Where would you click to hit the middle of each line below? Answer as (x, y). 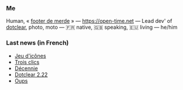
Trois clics (27, 62)
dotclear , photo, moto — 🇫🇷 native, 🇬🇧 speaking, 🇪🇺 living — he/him (92, 27)
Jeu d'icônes (30, 56)
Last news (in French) (38, 43)
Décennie (26, 68)
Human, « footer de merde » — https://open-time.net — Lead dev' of (89, 21)
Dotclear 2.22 (31, 74)
